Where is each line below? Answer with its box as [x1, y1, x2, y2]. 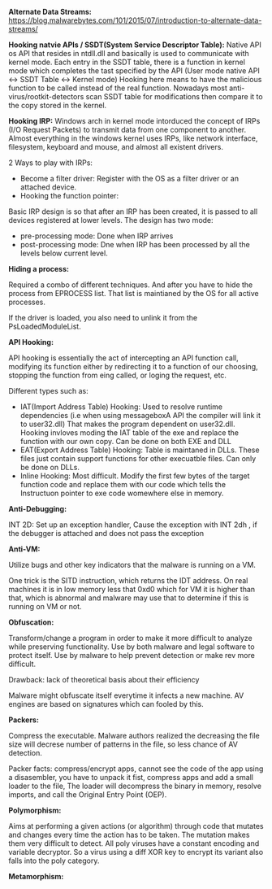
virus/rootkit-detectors [8, 92, 84, 101]
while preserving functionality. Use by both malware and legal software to [8, 642, 255, 651]
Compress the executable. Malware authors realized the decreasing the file [8, 731, 260, 740]
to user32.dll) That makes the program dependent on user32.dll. [19, 419, 235, 429]
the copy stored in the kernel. [8, 101, 107, 110]
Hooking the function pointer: [19, 191, 119, 200]
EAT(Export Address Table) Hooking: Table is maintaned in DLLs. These [19, 445, 260, 455]
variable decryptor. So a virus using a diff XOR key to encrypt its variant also [8, 848, 264, 856]
